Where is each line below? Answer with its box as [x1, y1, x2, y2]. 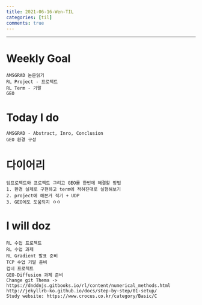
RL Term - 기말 [6, 85, 42, 91]
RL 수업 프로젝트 [6, 240, 42, 247]
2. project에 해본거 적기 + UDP [6, 193, 80, 199]
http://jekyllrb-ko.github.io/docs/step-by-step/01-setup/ [6, 288, 158, 294]
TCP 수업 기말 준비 [6, 259, 47, 265]
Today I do [6, 111, 59, 124]
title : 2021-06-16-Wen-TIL [6, 8, 74, 15]
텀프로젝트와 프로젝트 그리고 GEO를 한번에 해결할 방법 [6, 180, 121, 186]
